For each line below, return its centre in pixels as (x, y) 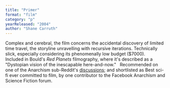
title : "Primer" (22, 10)
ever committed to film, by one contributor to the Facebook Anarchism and (87, 75)
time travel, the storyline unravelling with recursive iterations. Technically (81, 49)
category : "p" (20, 19)
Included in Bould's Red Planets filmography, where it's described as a (79, 59)
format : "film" (21, 15)
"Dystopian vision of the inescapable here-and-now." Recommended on (82, 65)
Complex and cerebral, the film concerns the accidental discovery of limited (84, 43)
